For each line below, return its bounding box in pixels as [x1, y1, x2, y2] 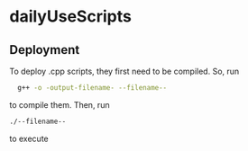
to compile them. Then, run [9, 99, 110, 110]
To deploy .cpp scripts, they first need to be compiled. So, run [9, 66, 240, 76]
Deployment [9, 42, 80, 58]
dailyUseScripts [9, 6, 133, 27]
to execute [9, 133, 49, 144]
